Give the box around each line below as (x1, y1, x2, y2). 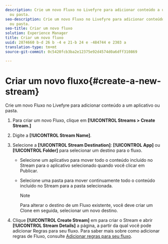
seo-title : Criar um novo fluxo (5, 26, 72, 31)
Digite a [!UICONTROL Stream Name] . (12, 132, 91, 138)
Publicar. (19, 168, 38, 174)
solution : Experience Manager (5, 31, 68, 36)
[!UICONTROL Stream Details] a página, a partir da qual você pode (12, 222, 151, 228)
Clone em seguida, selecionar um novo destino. (19, 207, 118, 213)
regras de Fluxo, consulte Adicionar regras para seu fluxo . (12, 233, 132, 239)
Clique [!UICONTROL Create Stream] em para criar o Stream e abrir (12, 217, 153, 223)
